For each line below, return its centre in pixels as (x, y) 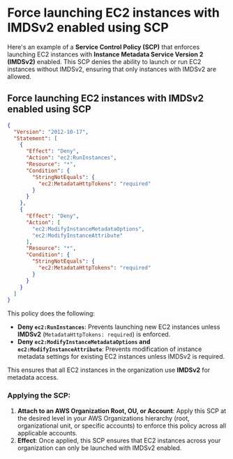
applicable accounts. (47, 433)
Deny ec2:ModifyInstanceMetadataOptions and (84, 342)
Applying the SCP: (39, 396)
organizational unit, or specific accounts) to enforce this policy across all (122, 426)
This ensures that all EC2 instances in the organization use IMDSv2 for (109, 370)
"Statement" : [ (36, 138)
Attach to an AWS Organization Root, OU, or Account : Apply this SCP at (122, 411)
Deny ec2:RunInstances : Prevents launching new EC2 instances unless (119, 327)
